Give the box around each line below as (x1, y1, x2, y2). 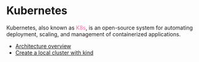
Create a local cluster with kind (15, 48, 94, 56)
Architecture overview (15, 42, 72, 50)
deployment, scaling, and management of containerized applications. (6, 30, 181, 37)
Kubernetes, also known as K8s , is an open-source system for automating (6, 24, 193, 31)
